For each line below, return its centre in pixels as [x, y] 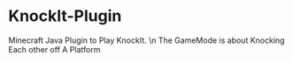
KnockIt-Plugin [65, 16]
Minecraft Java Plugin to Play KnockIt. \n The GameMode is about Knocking [146, 40]
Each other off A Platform [54, 49]
